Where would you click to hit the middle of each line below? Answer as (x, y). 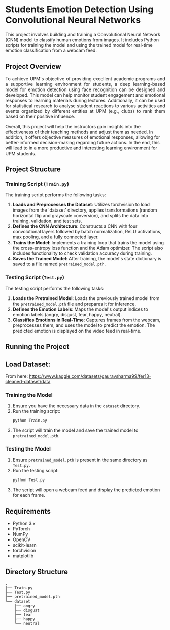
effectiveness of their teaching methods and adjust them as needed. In (79, 132)
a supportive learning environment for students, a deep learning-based (85, 84)
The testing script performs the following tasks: (55, 288)
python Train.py (30, 421)
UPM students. (21, 153)
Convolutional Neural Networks (73, 20)
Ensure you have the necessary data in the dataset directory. (76, 406)
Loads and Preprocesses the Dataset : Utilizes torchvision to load (81, 205)
